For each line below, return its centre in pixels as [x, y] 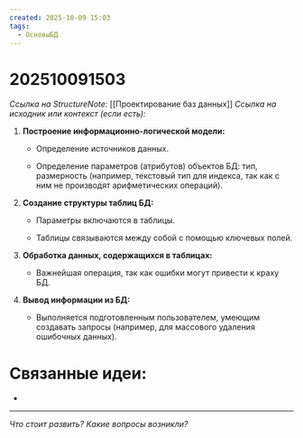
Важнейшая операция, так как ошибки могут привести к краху [157, 273]
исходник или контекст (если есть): [78, 114]
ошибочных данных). [76, 337]
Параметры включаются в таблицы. [106, 220]
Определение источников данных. [102, 149]
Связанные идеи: [78, 373]
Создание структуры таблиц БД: [88, 203]
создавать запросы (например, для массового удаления [145, 327]
